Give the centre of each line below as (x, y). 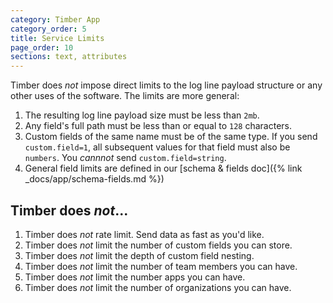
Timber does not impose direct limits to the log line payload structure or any (166, 85)
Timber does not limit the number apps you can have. (135, 277)
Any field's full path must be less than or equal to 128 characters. (158, 126)
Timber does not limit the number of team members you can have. (161, 266)
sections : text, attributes (69, 57)
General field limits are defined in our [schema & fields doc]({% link (163, 168)
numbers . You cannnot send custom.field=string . (125, 158)
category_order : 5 (48, 29)
